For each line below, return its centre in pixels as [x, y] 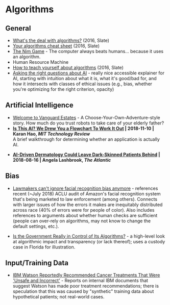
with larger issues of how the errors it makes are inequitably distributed [88, 205]
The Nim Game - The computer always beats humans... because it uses [88, 51]
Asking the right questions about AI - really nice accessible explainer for [89, 73]
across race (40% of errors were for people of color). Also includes [83, 210]
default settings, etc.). [36, 226]
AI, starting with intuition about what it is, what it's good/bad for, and [84, 78]
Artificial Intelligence [39, 105]
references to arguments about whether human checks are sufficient [85, 215]
